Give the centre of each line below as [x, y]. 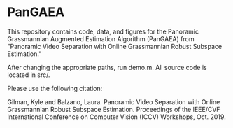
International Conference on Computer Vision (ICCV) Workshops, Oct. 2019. [116, 117]
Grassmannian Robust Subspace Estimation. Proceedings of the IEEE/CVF [114, 109]
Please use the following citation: [55, 88]
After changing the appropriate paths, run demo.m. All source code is [107, 67]
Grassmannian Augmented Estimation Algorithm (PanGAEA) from [101, 38]
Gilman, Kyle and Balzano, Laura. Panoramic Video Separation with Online [114, 101]
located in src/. [29, 75]
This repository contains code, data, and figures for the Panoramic [103, 31]
